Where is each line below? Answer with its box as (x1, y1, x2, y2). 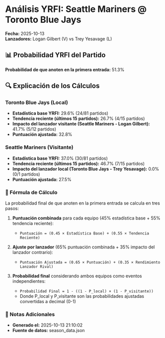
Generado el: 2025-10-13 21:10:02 (12, 322, 83, 328)
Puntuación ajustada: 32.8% (12, 131, 73, 137)
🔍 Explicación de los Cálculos (5, 82, 100, 90)
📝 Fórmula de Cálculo (5, 189, 58, 196)
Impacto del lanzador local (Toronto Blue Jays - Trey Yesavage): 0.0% (12, 166, 160, 172)
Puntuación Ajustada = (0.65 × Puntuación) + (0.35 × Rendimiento (19, 260, 161, 265)
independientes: (12, 278, 46, 284)
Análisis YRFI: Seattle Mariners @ (5, 3, 147, 15)
